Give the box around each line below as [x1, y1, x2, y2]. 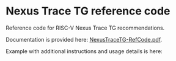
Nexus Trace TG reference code [5, 4, 170, 18]
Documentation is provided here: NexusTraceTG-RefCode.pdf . [5, 36, 163, 43]
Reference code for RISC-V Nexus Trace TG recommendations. [5, 24, 165, 31]
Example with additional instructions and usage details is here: [5, 47, 163, 55]
